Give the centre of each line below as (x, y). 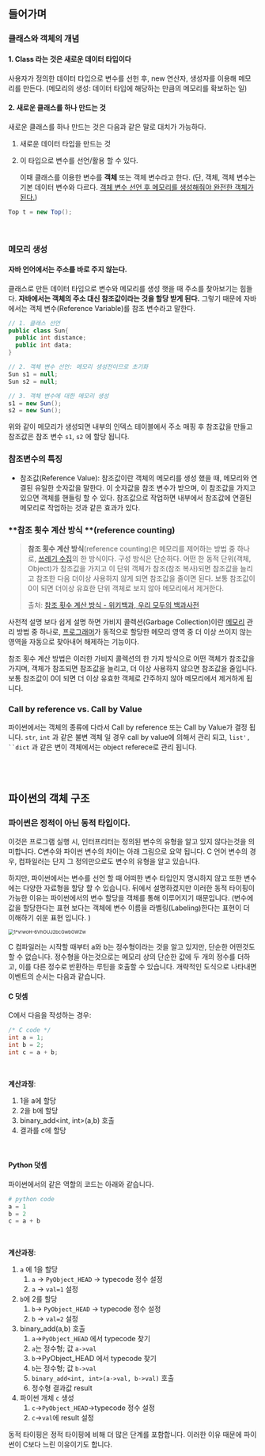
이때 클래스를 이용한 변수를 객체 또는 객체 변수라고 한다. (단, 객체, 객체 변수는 (138, 177)
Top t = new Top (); (40, 212)
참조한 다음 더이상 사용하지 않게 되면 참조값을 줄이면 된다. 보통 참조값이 (146, 578)
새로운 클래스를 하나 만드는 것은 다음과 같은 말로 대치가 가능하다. (108, 127)
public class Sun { (38, 331)
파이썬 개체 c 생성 (47, 1398)
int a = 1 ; (26, 1037)
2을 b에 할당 (39, 1110)
